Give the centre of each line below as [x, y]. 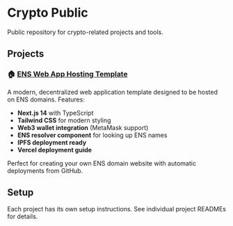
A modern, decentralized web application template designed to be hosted [112, 92]
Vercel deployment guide [55, 150]
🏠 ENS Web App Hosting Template [67, 74]
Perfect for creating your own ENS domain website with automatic [102, 163]
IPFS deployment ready [52, 142]
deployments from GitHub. [45, 170]
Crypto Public [48, 13]
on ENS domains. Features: [46, 99]
